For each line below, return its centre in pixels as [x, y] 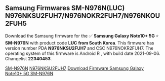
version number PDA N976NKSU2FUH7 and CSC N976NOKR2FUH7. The [79, 48]
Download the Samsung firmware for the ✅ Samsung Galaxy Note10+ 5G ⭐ [82, 36]
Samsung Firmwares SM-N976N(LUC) [65, 8]
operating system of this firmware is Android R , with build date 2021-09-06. [83, 53]
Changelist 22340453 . [28, 58]
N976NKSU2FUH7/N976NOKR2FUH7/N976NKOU [83, 16]
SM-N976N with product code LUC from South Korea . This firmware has [80, 43]
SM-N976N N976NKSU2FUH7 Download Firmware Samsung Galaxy [75, 68]
